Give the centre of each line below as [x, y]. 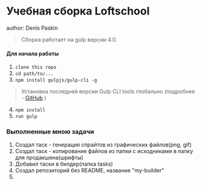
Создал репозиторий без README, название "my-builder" [90, 170]
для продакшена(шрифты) [49, 158]
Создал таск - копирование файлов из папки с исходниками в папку [104, 151]
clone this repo [36, 68]
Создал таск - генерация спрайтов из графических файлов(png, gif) [103, 145]
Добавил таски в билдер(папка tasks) [64, 164]
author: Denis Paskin [32, 28]
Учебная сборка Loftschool [78, 11]
